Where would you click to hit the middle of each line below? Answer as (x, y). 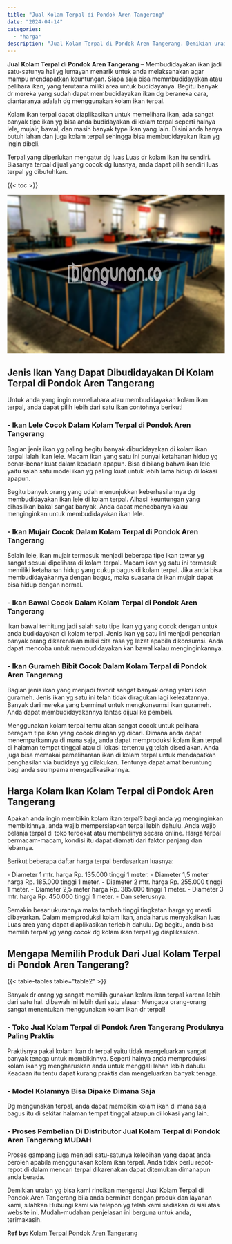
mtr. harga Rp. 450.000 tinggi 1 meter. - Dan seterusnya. (87, 897)
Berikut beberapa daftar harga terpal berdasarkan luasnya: (90, 861)
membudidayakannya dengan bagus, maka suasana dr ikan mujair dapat (110, 578)
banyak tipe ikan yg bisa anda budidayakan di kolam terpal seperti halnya (111, 122)
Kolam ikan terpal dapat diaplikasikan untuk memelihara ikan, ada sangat (110, 115)
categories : (24, 29)
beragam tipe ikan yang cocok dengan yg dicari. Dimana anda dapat (104, 733)
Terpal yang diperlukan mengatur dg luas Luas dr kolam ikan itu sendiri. (109, 157)
